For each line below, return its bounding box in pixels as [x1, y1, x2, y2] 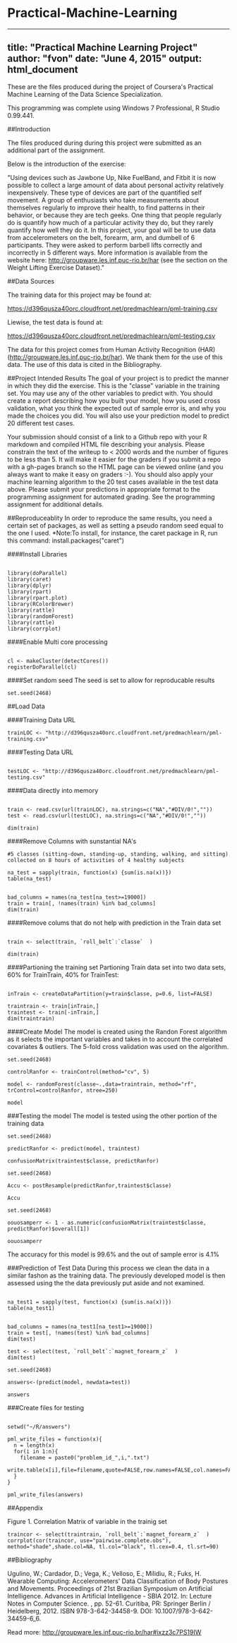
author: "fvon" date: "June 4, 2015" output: [7, 53, 202, 65]
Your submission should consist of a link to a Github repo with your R [7, 432, 207, 441]
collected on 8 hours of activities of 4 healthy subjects [7, 856, 185, 863]
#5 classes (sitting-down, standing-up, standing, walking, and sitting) [7, 850, 229, 858]
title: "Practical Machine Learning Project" [7, 42, 198, 54]
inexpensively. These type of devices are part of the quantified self [7, 188, 202, 197]
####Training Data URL [7, 715, 76, 724]
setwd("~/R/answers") [7, 1423, 71, 1430]
